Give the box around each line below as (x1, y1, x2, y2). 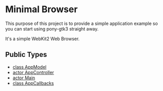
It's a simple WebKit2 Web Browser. (5, 36, 80, 42)
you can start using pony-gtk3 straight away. (5, 25, 99, 32)
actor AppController (12, 69, 54, 75)
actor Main (12, 75, 35, 81)
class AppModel (12, 64, 47, 70)
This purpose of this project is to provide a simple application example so (5, 20, 158, 26)
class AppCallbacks (12, 80, 54, 86)
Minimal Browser (5, 4, 78, 15)
